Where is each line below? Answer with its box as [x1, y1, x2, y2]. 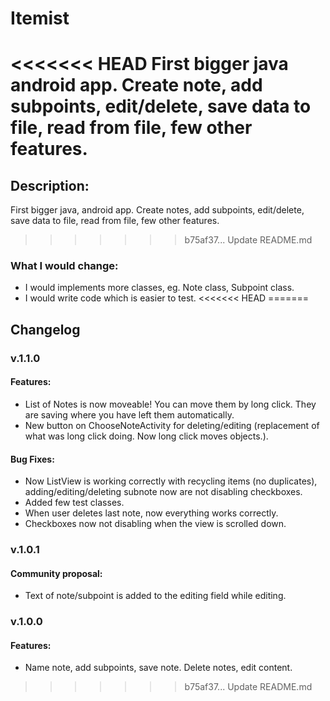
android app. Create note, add [10, 74, 263, 97]
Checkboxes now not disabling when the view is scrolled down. [24, 518, 287, 530]
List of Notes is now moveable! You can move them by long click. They [24, 398, 317, 410]
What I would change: [10, 259, 119, 273]
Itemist [10, 7, 70, 30]
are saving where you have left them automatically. [24, 409, 235, 421]
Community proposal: [10, 567, 103, 579]
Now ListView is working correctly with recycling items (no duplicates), [24, 475, 318, 487]
